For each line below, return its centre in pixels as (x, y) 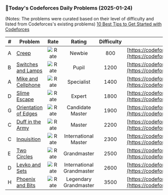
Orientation (29, 108)
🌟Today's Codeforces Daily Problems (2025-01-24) (69, 8)
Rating (79, 42)
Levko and (28, 165)
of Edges (27, 114)
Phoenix (26, 179)
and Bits (26, 186)
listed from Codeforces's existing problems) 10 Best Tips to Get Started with (83, 24)
